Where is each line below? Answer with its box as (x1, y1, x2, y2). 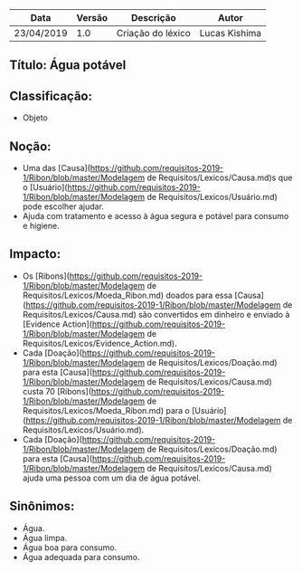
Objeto (22, 112, 48, 123)
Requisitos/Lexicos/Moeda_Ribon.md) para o (22, 404, 190, 415)
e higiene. (22, 221, 61, 232)
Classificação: (9, 88, 93, 103)
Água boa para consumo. (22, 542, 118, 553)
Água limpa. (22, 532, 68, 543)
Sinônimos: (9, 499, 75, 514)
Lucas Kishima (199, 27, 262, 39)
